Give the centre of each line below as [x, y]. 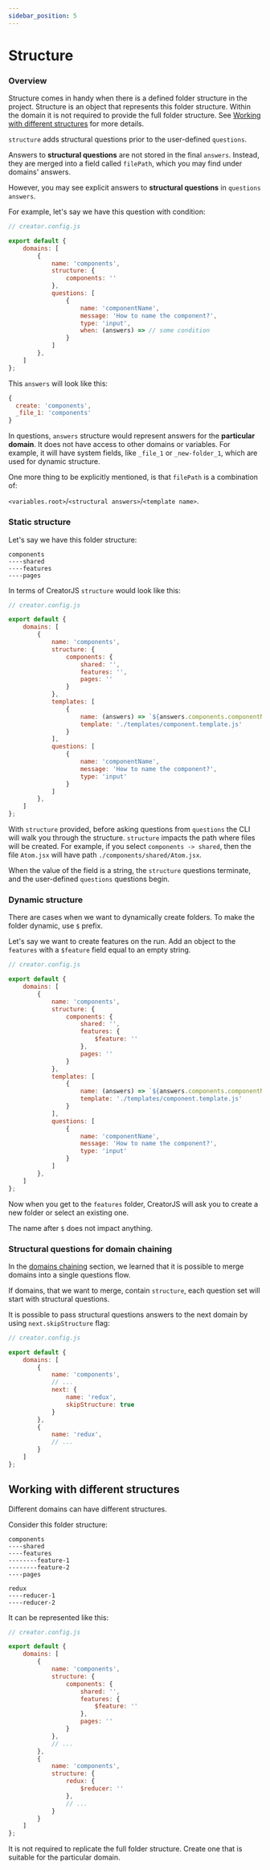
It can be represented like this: [59, 1618]
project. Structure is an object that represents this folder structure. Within [130, 107]
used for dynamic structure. [54, 461]
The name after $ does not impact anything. [80, 1228]
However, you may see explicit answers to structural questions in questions [135, 188]
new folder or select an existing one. [69, 1212]
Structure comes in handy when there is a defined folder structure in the [128, 98]
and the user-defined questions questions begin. [89, 879]
